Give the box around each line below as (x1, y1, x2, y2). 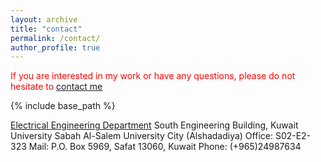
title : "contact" (10, 24, 83, 34)
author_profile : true (10, 42, 101, 53)
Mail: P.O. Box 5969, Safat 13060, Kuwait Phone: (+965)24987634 (28, 141, 302, 153)
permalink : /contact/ (10, 33, 101, 43)
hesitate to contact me (10, 81, 103, 93)
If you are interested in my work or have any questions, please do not (10, 70, 296, 82)
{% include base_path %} (10, 100, 116, 112)
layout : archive (10, 14, 78, 25)
